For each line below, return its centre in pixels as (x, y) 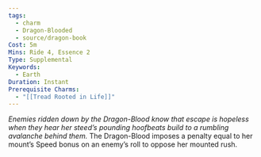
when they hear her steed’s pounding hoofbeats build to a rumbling (119, 128)
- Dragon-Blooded (44, 30)
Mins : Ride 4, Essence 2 (49, 52)
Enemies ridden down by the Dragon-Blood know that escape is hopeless (129, 119)
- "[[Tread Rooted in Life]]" (65, 97)
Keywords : (25, 67)
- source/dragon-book (51, 38)
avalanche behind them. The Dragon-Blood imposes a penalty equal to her (130, 136)
